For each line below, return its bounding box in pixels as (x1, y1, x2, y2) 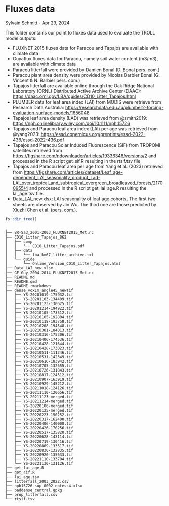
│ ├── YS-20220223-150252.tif (5, 412, 73, 417)
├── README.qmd (5, 279, 37, 284)
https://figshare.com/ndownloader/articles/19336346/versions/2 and (12, 153, 157, 159)
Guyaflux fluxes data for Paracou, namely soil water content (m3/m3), (12, 55, 158, 61)
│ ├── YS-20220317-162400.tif (5, 417, 73, 422)
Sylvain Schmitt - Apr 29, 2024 (5, 20, 70, 26)
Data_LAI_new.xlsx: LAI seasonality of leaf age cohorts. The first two (12, 196, 156, 202)
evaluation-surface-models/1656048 (12, 110, 90, 116)
